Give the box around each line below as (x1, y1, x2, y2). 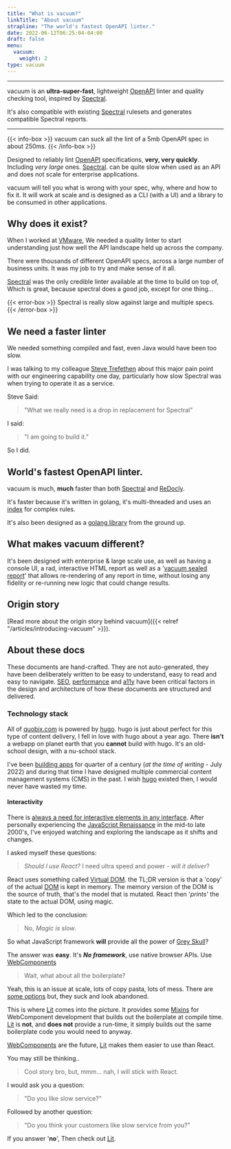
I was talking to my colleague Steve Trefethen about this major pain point (7, 365, 214, 373)
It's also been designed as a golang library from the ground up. (7, 519, 186, 527)
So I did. (7, 446, 31, 454)
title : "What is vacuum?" (7, 10, 81, 17)
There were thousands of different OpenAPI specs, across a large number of (7, 257, 224, 266)
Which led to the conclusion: (7, 911, 88, 919)
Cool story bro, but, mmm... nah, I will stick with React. (23, 1068, 179, 1076)
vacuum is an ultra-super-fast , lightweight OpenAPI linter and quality (7, 87, 204, 95)
